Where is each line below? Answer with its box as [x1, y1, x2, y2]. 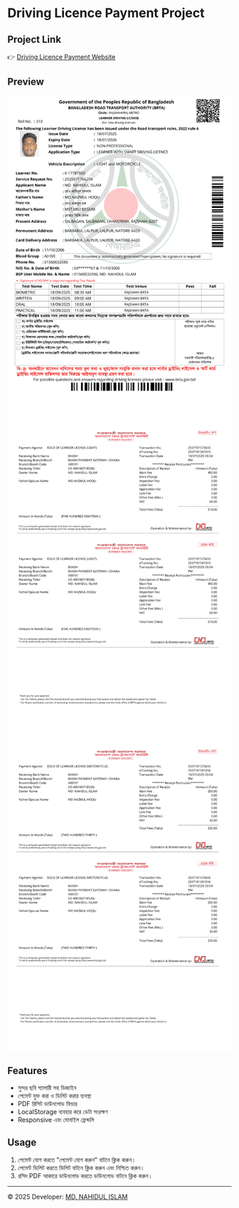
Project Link [7, 33, 62, 46]
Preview [7, 76, 45, 88]
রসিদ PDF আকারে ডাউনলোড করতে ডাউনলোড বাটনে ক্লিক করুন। [17, 1171, 153, 1180]
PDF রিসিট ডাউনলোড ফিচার [17, 1100, 78, 1108]
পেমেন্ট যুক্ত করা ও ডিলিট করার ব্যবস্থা [17, 1091, 91, 1101]
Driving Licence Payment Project [7, 5, 205, 21]
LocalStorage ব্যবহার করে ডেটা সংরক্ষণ [17, 1108, 108, 1116]
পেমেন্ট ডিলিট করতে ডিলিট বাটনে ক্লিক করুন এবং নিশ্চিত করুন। [17, 1163, 145, 1172]
